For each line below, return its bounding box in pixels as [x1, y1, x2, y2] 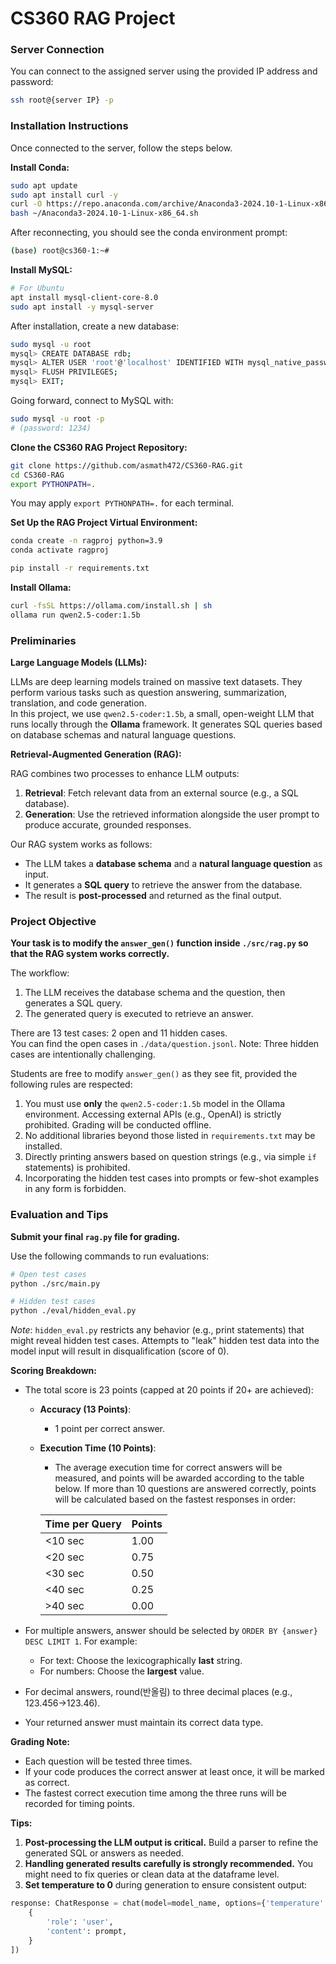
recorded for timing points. [24, 1798, 135, 1810]
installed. [24, 1140, 63, 1152]
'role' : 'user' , [46, 1917, 114, 1927]
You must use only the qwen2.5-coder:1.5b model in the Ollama [24, 1098, 286, 1110]
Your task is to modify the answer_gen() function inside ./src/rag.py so [10, 937, 309, 949]
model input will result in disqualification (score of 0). [10, 1345, 230, 1357]
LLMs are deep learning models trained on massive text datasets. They [10, 676, 303, 688]
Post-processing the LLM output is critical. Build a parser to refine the [24, 1837, 319, 1849]
